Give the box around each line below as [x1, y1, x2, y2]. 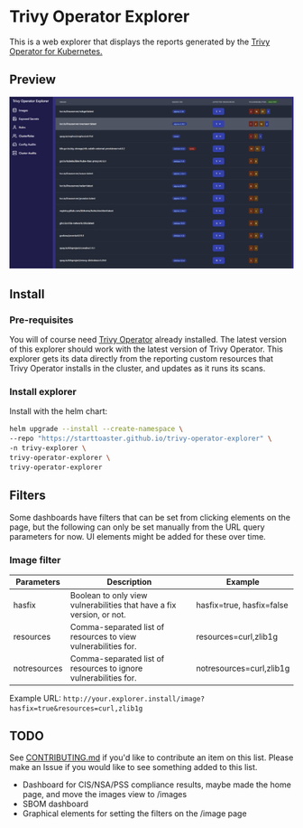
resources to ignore [70, 663, 143, 674]
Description [106, 577, 152, 588]
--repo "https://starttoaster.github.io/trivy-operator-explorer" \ [9, 434, 272, 444]
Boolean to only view [70, 589, 148, 600]
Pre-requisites [9, 314, 74, 326]
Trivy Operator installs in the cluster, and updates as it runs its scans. [9, 363, 266, 374]
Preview [9, 72, 57, 88]
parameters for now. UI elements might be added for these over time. [9, 531, 266, 541]
